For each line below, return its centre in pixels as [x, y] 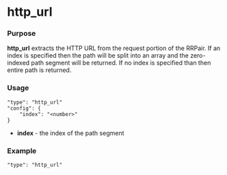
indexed [18, 63]
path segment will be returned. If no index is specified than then [121, 63]
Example [22, 150]
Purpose [22, 34]
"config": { [24, 108]
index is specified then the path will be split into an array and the [98, 56]
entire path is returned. [39, 70]
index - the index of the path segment [70, 133]
